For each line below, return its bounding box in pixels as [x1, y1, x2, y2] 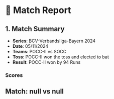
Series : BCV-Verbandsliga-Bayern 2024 [12, 38, 96, 44]
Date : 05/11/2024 [12, 43, 49, 49]
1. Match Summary [5, 25, 65, 33]
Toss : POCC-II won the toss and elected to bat [12, 54, 109, 60]
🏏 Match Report [5, 5, 71, 16]
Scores [5, 71, 23, 78]
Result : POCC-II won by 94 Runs [12, 59, 81, 65]
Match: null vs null [5, 87, 64, 96]
